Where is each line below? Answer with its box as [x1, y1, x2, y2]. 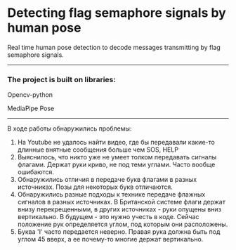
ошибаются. [17, 168, 55, 176]
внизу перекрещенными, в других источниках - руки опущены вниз [17, 205, 222, 213]
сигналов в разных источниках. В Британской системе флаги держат [17, 198, 226, 206]
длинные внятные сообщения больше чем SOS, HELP [17, 145, 179, 154]
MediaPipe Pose [7, 104, 55, 113]
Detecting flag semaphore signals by [7, 5, 226, 21]
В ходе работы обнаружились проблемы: [7, 124, 132, 133]
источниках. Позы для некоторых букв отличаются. [17, 183, 173, 191]
